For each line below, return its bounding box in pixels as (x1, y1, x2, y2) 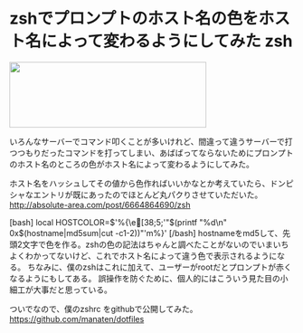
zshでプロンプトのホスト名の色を (9, 8, 260, 29)
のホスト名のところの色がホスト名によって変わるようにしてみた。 (9, 158, 255, 169)
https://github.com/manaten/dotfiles (9, 313, 145, 324)
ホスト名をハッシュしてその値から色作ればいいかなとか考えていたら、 (9, 177, 270, 188)
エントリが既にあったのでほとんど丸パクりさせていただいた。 (33, 189, 263, 200)
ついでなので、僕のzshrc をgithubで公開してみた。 (9, 303, 198, 314)
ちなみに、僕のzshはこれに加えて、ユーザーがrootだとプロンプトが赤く (26, 262, 292, 272)
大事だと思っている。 (33, 284, 113, 295)
